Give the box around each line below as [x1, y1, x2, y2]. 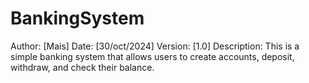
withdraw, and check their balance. [10, 61, 155, 73]
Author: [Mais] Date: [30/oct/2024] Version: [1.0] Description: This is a [10, 40, 300, 52]
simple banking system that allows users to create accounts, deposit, [10, 50, 295, 62]
